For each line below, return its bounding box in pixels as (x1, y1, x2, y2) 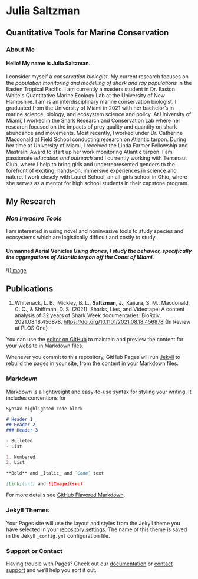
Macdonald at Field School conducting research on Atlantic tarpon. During (6, 136, 187, 143)
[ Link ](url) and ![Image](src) (6, 481, 83, 487)
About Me (6, 45, 35, 54)
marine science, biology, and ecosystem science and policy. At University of (6, 110, 192, 117)
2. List (6, 459, 25, 465)
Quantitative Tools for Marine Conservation (6, 28, 169, 38)
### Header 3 (6, 427, 38, 433)
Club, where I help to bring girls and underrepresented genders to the (6, 160, 176, 167)
